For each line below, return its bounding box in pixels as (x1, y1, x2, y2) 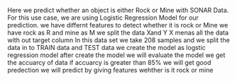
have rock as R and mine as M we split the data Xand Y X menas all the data (7, 28, 229, 37)
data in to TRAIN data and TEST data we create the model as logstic (7, 44, 206, 51)
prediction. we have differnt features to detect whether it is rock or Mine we (7, 21, 228, 29)
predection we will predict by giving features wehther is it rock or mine (7, 66, 214, 74)
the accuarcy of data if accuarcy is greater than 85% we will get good (7, 58, 211, 66)
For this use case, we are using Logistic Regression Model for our (7, 13, 199, 22)
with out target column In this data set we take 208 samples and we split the (7, 36, 231, 44)
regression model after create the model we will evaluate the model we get (7, 51, 226, 59)
